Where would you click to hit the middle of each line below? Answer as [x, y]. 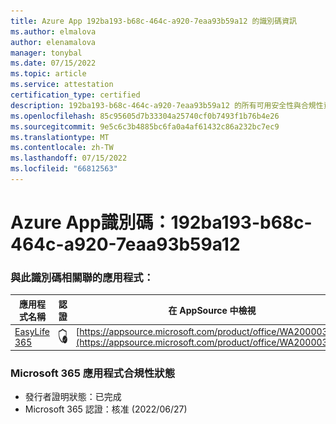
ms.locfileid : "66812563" [64, 169]
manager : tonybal [46, 53]
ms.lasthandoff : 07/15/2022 [69, 158]
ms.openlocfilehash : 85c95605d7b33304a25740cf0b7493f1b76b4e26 [145, 116]
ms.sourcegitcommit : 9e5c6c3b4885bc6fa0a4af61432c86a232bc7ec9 [145, 126]
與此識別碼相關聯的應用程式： [82, 277]
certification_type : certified [75, 95]
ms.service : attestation [62, 85]
